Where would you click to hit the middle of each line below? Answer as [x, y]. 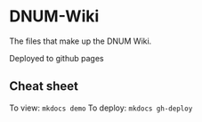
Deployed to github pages [57, 58]
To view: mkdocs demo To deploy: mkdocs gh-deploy [101, 108]
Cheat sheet [44, 86]
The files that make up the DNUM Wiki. [81, 41]
